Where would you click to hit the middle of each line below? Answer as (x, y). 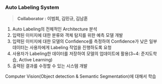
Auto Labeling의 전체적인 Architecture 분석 (55, 29)
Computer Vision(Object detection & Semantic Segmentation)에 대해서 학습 (81, 76)
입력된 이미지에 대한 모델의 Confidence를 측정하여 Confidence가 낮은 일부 (84, 41)
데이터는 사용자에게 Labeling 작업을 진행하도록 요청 (62, 48)
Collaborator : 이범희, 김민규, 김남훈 (52, 19)
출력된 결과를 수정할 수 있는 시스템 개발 (50, 66)
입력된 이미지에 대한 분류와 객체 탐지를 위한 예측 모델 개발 (68, 35)
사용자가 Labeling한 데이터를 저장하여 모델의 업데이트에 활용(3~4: (76, 54)
